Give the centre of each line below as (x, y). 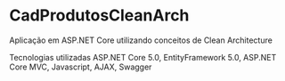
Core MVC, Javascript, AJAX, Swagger (81, 67)
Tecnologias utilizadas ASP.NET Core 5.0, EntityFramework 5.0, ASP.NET (143, 57)
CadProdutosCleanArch (99, 16)
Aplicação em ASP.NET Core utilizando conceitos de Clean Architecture (141, 40)
